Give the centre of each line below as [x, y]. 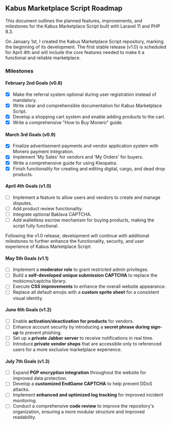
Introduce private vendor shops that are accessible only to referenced [87, 343]
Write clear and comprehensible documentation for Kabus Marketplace [87, 106]
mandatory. [25, 100]
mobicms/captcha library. [40, 281]
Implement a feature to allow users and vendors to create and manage [87, 197]
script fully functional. [35, 226]
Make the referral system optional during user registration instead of [84, 94]
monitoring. [25, 401]
